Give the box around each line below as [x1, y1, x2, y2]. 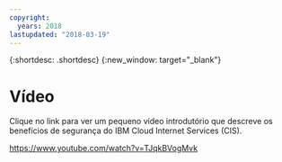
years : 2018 [17, 22, 63, 31]
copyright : [9, 13, 50, 22]
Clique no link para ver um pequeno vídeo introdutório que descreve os [9, 116, 273, 127]
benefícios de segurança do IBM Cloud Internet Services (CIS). [9, 125, 242, 136]
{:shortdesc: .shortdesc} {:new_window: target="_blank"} [9, 55, 222, 66]
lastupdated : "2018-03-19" [9, 30, 110, 39]
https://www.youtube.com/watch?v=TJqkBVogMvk [9, 143, 198, 154]
